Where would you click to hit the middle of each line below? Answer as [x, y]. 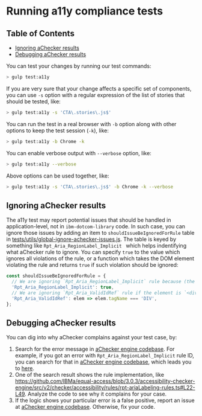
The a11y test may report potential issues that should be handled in [89, 220]
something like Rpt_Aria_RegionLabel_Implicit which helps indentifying [96, 246]
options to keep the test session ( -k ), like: [58, 130]
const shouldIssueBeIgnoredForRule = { [56, 276]
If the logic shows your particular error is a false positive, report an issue [105, 400]
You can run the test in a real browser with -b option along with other [91, 124]
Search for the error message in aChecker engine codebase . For [95, 349]
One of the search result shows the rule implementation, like [89, 375]
